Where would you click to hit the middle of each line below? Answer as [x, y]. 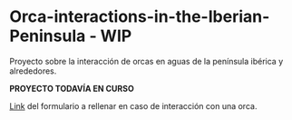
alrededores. [33, 71]
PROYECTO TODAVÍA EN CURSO [72, 88]
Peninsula [48, 36]
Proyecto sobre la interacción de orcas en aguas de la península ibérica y [146, 61]
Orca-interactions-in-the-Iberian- [140, 17]
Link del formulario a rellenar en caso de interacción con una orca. [133, 105]
